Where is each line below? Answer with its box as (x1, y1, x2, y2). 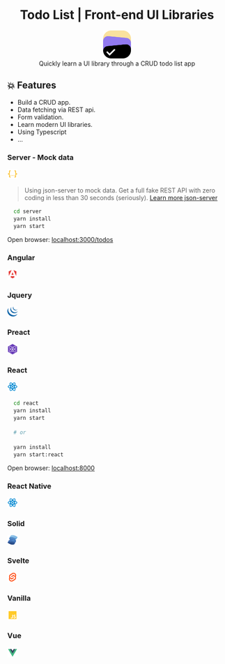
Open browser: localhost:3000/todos (7, 235, 114, 243)
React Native (7, 481, 52, 491)
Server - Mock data (7, 152, 75, 162)
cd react (13, 400, 39, 407)
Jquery (7, 290, 33, 300)
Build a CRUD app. (17, 98, 71, 106)
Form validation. (17, 112, 64, 121)
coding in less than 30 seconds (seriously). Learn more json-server (24, 194, 218, 202)
